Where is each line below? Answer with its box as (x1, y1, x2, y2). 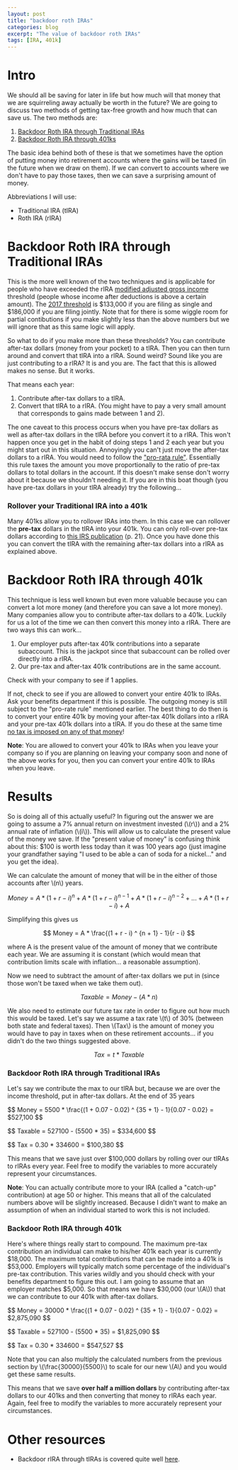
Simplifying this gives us (7, 915, 79, 923)
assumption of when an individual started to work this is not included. (7, 1206, 210, 1214)
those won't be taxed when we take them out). (7, 979, 143, 987)
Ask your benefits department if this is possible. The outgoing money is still (7, 697, 227, 706)
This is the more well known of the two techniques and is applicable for (7, 278, 215, 285)
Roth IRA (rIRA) (17, 214, 62, 222)
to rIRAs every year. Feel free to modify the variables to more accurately (7, 1162, 217, 1170)
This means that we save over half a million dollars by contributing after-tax (7, 1384, 230, 1393)
